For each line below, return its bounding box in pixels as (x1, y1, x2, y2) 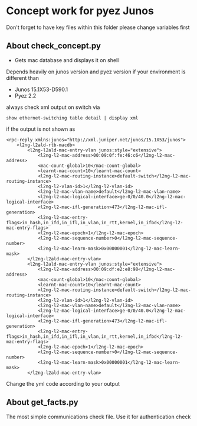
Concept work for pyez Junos (6, 4, 155, 18)
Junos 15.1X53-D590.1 (14, 86, 68, 93)
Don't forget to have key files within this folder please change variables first (6, 24, 190, 31)
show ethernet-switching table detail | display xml (6, 115, 139, 121)
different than (6, 74, 40, 81)
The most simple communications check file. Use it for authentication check (6, 413, 191, 420)
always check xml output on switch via (6, 104, 100, 111)
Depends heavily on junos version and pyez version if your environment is (6, 68, 186, 75)
